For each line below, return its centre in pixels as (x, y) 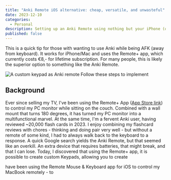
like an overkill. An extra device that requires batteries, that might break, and (85, 146)
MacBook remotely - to (30, 172)
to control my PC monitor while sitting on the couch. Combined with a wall (83, 108)
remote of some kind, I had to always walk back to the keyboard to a (77, 135)
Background (25, 91)
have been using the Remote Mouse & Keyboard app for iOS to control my (83, 167)
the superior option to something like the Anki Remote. (62, 65)
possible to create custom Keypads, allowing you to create (67, 157)
